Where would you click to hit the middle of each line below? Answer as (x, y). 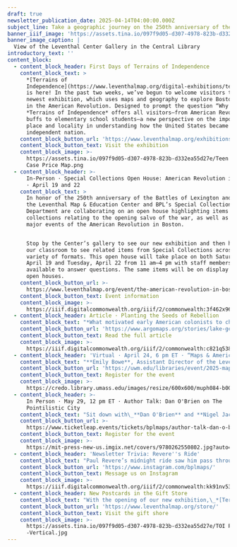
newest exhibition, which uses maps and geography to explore (119, 100)
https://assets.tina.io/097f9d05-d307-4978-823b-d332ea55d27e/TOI (126, 526)
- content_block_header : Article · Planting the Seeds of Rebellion (116, 316)
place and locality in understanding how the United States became (127, 126)
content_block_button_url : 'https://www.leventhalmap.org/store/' (120, 507)
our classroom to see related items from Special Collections (119, 250)
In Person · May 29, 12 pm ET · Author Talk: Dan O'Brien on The (124, 401)
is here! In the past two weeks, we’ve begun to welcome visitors (126, 93)
